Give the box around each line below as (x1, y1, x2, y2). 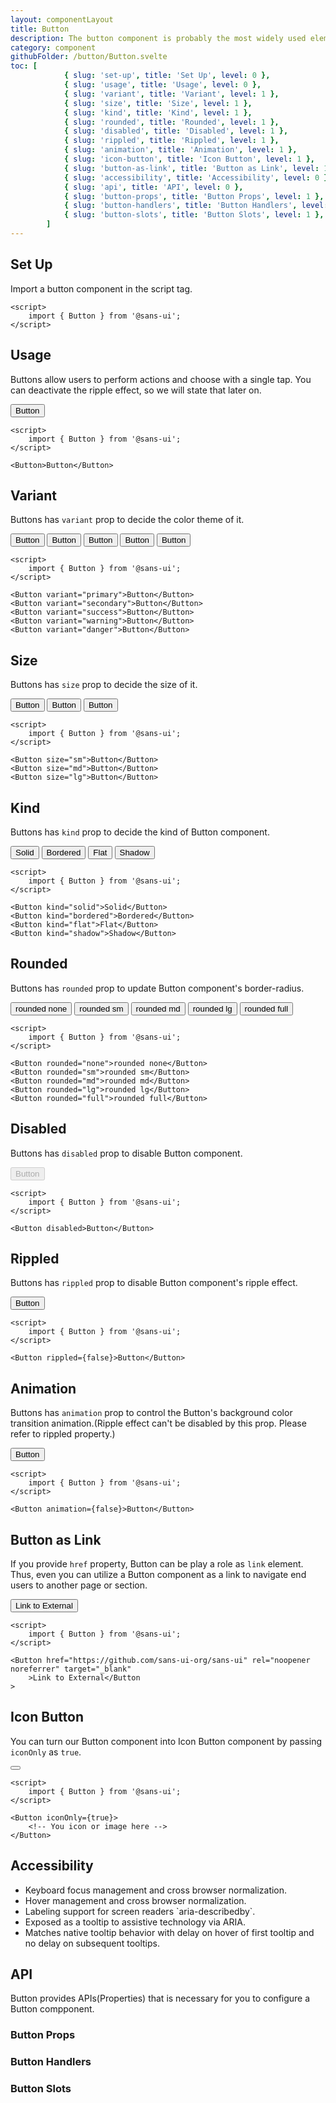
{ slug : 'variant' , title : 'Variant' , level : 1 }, (63, 89, 280, 99)
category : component (10, 42, 97, 53)
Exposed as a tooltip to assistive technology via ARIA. (24, 1916, 246, 1928)
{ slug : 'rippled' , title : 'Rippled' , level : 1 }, (63, 136, 280, 146)
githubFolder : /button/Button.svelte (10, 52, 168, 62)
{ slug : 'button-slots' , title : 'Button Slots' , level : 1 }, (63, 210, 325, 220)
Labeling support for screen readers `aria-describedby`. (24, 1905, 256, 1917)
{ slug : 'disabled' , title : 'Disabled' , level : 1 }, (63, 126, 289, 136)
